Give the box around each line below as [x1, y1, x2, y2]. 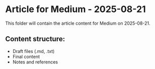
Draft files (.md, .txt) [12, 48, 55, 54]
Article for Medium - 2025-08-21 [5, 4, 146, 15]
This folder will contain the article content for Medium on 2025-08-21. [5, 20, 150, 26]
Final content [12, 53, 40, 59]
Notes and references [12, 59, 58, 65]
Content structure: [5, 35, 65, 43]
